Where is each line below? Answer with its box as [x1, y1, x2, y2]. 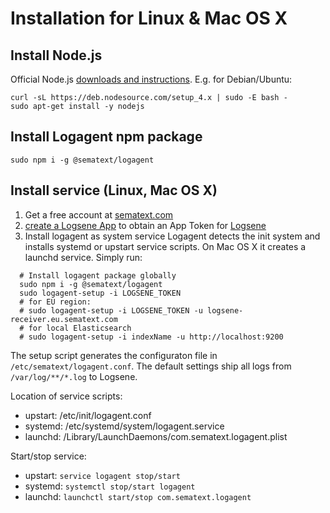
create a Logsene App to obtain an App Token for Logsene [24, 219, 267, 231]
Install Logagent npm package [10, 128, 203, 146]
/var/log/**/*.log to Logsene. [10, 370, 138, 382]
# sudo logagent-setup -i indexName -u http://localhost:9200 [19, 332, 284, 342]
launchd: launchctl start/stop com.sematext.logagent [24, 490, 252, 502]
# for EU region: [19, 297, 92, 307]
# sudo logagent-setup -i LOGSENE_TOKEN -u [19, 305, 203, 316]
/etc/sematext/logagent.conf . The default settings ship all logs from [10, 360, 292, 372]
